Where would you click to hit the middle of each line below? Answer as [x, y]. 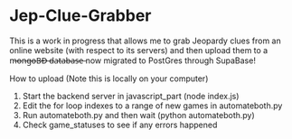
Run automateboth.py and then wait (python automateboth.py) [138, 115]
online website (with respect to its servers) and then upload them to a [139, 50]
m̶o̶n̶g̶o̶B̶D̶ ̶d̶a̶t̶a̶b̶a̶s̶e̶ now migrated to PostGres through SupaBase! [132, 60]
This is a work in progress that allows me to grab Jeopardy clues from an [146, 41]
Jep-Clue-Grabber [80, 16]
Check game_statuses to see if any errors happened [120, 125]
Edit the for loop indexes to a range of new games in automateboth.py [152, 106]
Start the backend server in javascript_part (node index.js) [131, 96]
